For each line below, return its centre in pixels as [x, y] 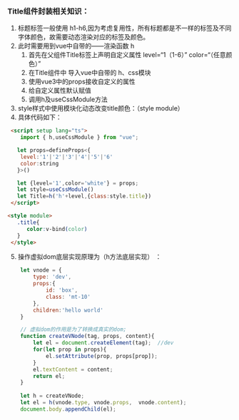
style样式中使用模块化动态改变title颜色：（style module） [101, 108]
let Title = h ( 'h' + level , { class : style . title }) [84, 196]
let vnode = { [41, 270]
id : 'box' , [62, 290]
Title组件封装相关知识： [48, 11]
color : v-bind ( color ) [57, 229]
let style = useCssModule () [55, 190]
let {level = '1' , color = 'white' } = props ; [78, 183]
